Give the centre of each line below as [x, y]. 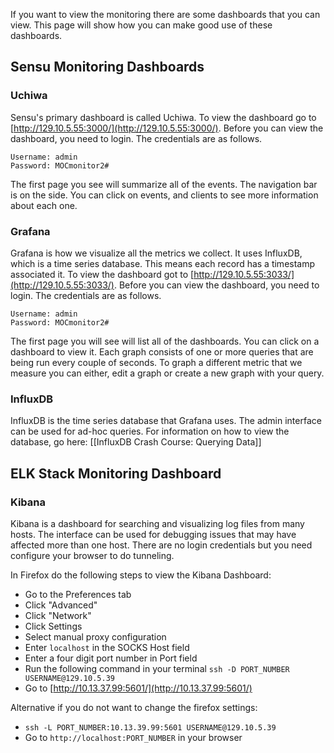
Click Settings [53, 626]
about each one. [44, 205]
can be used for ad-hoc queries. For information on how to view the [150, 431]
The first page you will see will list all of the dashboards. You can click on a [165, 341]
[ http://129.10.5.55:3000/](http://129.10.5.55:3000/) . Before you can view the [167, 128]
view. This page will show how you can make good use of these [141, 25]
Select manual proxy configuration [95, 636]
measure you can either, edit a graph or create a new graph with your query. [167, 373]
